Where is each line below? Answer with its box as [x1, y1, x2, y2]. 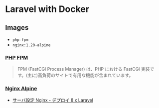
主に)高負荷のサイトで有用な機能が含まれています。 [27, 72, 134, 78]
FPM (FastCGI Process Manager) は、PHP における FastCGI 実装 [17, 66, 151, 72]
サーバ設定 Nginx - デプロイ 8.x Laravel [12, 97, 94, 103]
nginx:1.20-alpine [12, 43, 51, 48]
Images [5, 23, 29, 32]
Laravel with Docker [5, 3, 90, 15]
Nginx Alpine [5, 85, 37, 92]
